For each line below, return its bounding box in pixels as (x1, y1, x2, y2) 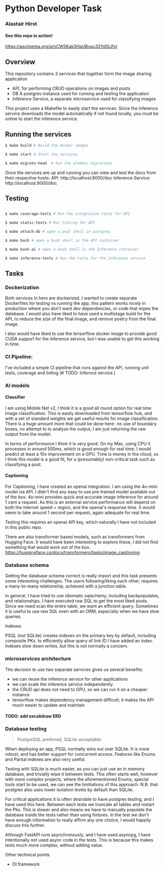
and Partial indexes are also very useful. (5, 756, 86, 763)
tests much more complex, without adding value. (5, 842, 104, 848)
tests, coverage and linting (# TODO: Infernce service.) (5, 370, 116, 376)
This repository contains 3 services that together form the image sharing (5, 71, 152, 77)
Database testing (5, 725, 47, 732)
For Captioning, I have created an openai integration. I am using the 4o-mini (5, 484, 158, 489)
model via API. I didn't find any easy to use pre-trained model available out (5, 488, 156, 494)
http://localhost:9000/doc (5, 180, 57, 186)
